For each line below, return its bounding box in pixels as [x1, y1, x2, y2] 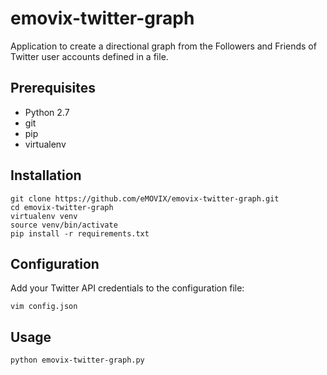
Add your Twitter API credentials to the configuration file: [10, 282, 245, 294]
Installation [10, 167, 82, 184]
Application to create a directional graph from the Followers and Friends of [10, 40, 317, 52]
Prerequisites [10, 80, 96, 97]
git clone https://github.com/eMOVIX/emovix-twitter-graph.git [10, 193, 280, 204]
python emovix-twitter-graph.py [10, 355, 145, 366]
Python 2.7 [24, 106, 70, 118]
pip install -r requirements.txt [10, 228, 150, 239]
